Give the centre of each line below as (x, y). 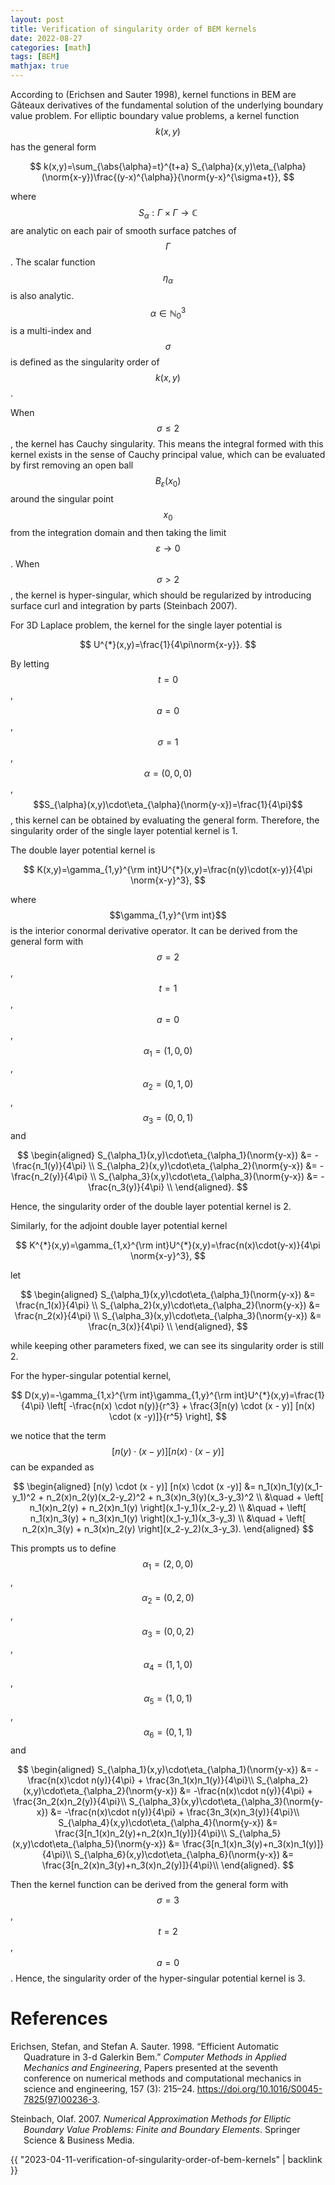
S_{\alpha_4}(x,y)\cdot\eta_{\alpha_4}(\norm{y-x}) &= (168, 1822)
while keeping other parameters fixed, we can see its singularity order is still (167, 1346)
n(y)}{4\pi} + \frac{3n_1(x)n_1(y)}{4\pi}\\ (173, 1780)
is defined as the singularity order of (85, 362)
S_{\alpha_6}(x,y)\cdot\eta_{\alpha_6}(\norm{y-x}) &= (184, 1854)
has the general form (53, 147)
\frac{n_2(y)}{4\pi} (49, 1177)
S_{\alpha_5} (255, 1833)
